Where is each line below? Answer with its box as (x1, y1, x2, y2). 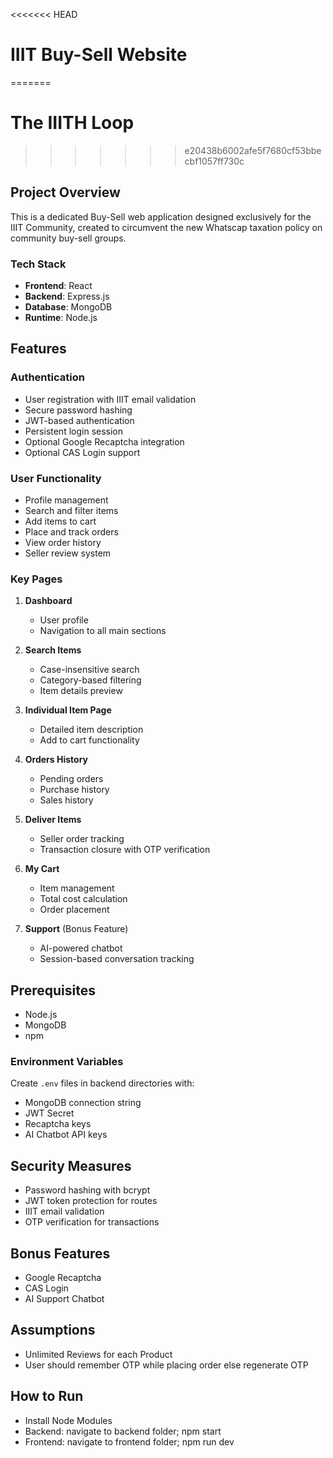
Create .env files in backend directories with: (10, 1077, 195, 1089)
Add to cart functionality (39, 734, 140, 746)
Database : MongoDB (24, 300, 113, 313)
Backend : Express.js (24, 290, 110, 302)
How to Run (10, 1388, 84, 1405)
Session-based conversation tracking (39, 953, 195, 965)
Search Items (24, 644, 82, 656)
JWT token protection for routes (24, 1195, 158, 1207)
